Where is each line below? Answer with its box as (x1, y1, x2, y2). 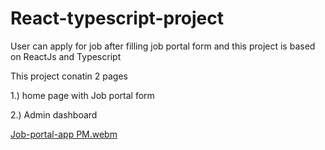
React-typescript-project (10, 7, 225, 30)
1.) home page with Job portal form (10, 89, 155, 101)
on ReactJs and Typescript (10, 50, 122, 62)
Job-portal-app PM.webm (10, 128, 118, 140)
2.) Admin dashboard (10, 108, 98, 121)
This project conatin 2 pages (10, 70, 128, 82)
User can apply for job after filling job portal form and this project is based (10, 40, 316, 52)
